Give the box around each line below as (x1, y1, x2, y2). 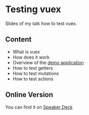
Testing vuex (5, 4, 62, 15)
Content (5, 35, 32, 44)
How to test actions (12, 75, 53, 82)
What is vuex (12, 48, 40, 54)
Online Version (5, 91, 53, 99)
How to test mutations (12, 70, 60, 76)
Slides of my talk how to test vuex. (5, 20, 77, 26)
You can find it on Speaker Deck (5, 104, 73, 110)
